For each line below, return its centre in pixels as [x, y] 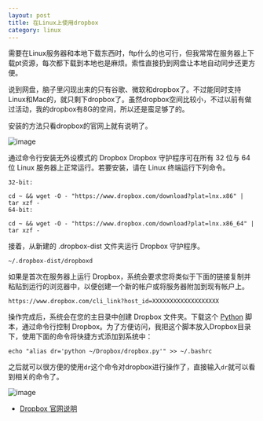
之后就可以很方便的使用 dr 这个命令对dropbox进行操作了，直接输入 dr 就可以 [128, 367]
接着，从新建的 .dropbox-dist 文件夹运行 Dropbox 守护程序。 [106, 246]
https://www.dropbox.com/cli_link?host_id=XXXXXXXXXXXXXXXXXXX [114, 302]
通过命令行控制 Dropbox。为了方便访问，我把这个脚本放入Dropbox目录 [136, 327]
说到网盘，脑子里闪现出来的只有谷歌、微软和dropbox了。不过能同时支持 [125, 90]
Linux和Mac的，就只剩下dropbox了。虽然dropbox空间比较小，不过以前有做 [130, 100]
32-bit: [21, 183]
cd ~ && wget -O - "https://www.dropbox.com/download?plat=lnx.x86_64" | [131, 224]
